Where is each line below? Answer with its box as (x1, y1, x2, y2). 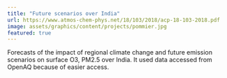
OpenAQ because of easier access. (7, 63, 110, 71)
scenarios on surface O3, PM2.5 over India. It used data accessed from (7, 56, 213, 64)
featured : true (7, 29, 52, 37)
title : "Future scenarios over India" (7, 10, 120, 17)
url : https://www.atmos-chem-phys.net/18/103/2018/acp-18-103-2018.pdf (7, 17, 220, 23)
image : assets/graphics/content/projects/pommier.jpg (7, 23, 168, 30)
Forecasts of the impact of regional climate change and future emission (7, 48, 213, 57)
